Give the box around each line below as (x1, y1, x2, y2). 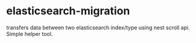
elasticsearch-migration (6, 4, 130, 18)
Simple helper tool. (6, 30, 53, 37)
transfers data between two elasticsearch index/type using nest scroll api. (6, 24, 190, 31)
